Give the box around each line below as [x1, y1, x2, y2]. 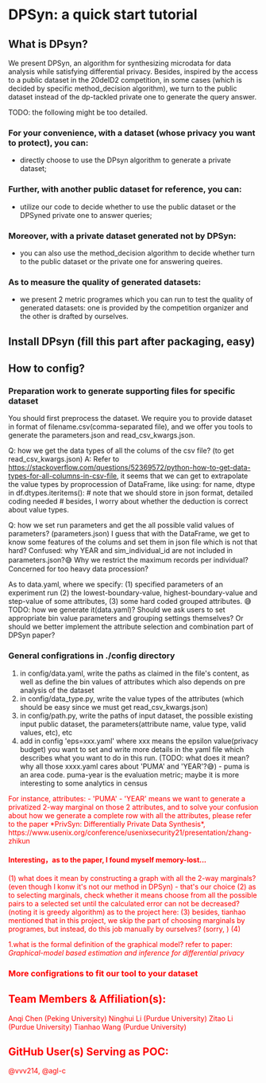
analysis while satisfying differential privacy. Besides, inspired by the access [8, 67, 258, 76]
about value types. [8, 505, 69, 515]
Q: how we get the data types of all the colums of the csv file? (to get [8, 446, 234, 455]
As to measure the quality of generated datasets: [8, 276, 202, 287]
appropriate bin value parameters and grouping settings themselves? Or [8, 614, 244, 623]
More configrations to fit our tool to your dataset [8, 968, 199, 979]
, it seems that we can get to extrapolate [116, 471, 249, 481]
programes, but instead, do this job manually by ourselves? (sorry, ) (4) [8, 924, 241, 933]
